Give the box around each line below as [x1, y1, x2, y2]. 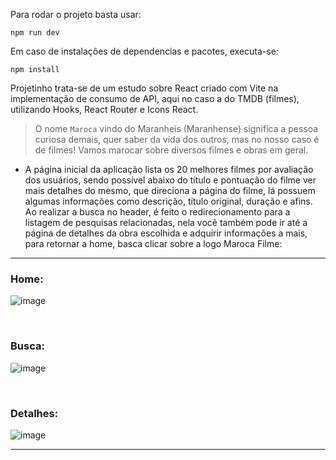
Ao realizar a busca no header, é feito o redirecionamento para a [24, 206, 291, 218]
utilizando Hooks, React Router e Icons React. [10, 104, 199, 115]
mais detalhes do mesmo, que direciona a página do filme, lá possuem [24, 185, 316, 196]
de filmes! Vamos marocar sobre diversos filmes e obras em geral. [34, 144, 309, 156]
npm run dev [10, 28, 60, 38]
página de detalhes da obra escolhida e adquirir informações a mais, [24, 227, 308, 239]
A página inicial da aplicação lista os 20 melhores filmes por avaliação [24, 164, 314, 175]
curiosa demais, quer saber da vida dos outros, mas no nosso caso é [34, 134, 320, 145]
